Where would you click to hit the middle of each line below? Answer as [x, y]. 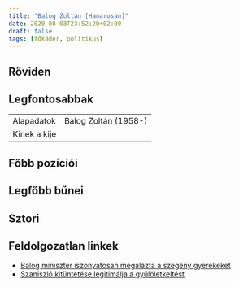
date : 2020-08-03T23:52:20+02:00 [65, 24]
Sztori [24, 218]
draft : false [30, 31]
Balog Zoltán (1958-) [106, 121]
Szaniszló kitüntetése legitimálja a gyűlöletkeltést [102, 274]
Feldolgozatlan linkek [64, 246]
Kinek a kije [35, 134]
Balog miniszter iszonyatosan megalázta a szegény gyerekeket [126, 266]
